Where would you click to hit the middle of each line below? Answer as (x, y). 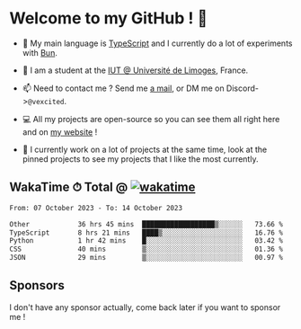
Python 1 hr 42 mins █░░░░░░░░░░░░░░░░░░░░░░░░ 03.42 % (146, 241)
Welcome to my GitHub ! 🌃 (109, 18)
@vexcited (46, 102)
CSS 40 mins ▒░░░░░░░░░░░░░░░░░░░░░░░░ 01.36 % (146, 249)
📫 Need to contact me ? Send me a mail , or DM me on (123, 88)
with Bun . (40, 52)
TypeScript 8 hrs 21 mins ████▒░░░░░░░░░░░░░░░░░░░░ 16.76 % (146, 233)
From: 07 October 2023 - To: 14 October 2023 (96, 208)
